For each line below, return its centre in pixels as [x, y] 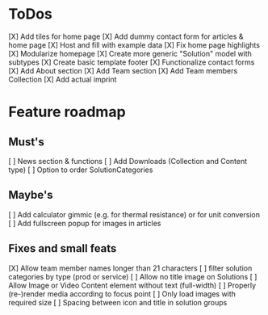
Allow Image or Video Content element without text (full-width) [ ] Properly [132, 285]
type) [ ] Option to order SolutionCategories [81, 170]
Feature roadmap [67, 112]
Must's [26, 142]
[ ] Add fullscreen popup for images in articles [85, 223]
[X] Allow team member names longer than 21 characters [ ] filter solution [130, 268]
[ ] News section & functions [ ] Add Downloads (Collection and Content [128, 161]
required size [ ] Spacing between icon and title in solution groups [118, 302]
